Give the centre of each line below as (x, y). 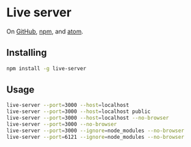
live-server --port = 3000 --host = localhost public (79, 112)
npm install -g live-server (47, 68)
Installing (27, 53)
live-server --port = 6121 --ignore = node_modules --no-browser (95, 137)
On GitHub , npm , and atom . (45, 31)
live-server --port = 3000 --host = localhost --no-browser (88, 118)
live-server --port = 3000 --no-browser (62, 125)
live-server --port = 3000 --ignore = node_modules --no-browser (95, 131)
